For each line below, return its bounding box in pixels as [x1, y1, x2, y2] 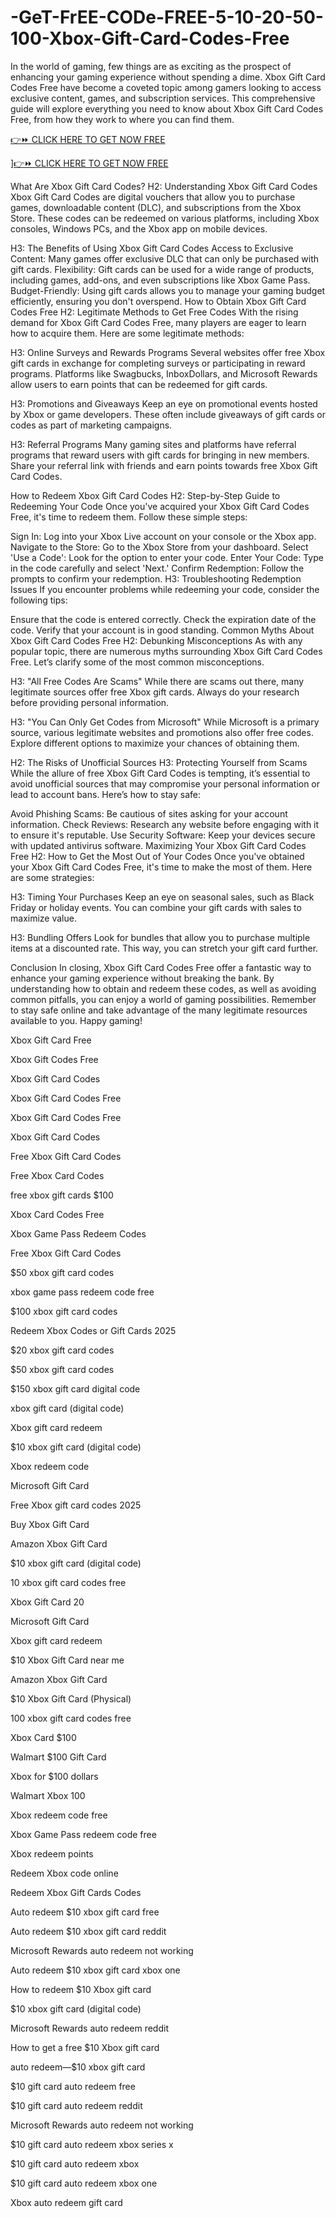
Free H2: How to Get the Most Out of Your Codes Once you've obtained [10, 850, 305, 862]
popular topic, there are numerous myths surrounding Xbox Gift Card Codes [10, 645, 323, 657]
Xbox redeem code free [10, 1809, 108, 1821]
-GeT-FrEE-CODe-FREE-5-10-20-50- [10, 6, 324, 29]
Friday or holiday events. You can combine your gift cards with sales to [10, 901, 302, 913]
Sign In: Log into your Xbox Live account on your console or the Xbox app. [10, 530, 317, 542]
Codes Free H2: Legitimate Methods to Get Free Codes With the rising [10, 306, 299, 318]
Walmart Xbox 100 [10, 1789, 86, 1801]
